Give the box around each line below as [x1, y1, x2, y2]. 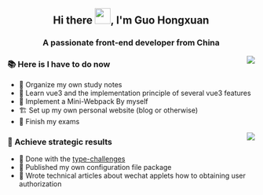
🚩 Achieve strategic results [7, 136, 113, 147]
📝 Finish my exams [18, 116, 80, 126]
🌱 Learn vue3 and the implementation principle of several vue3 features [18, 88, 252, 97]
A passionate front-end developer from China [42, 37, 221, 48]
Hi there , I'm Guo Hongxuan [53, 13, 210, 28]
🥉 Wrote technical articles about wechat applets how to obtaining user [18, 171, 247, 180]
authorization [18, 178, 62, 189]
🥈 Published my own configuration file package [18, 162, 172, 171]
